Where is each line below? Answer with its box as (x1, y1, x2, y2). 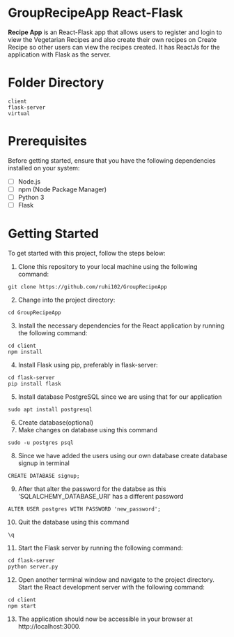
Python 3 (17, 193, 45, 201)
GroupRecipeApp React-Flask (8, 5, 183, 21)
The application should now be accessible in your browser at (17, 615, 194, 623)
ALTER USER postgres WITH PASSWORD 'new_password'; (8, 506, 161, 513)
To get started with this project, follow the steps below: (8, 249, 166, 257)
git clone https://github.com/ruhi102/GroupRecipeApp (8, 284, 168, 291)
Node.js (17, 177, 41, 186)
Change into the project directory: (17, 295, 116, 304)
